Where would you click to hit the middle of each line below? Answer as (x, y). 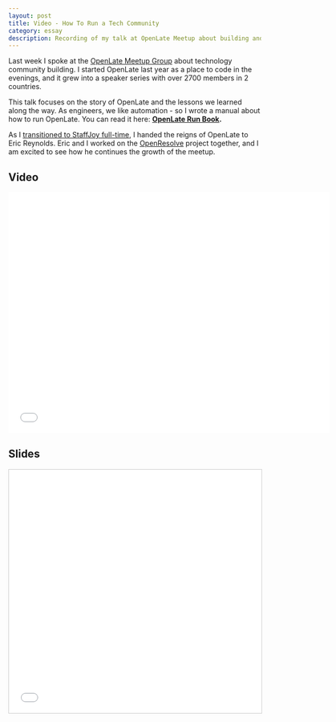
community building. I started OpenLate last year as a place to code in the (130, 70)
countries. (25, 87)
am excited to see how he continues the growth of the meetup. (112, 152)
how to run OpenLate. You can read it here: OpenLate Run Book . (115, 119)
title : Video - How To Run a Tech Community (84, 23)
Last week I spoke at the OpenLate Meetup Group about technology (120, 61)
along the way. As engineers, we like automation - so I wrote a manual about (134, 111)
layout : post (30, 16)
